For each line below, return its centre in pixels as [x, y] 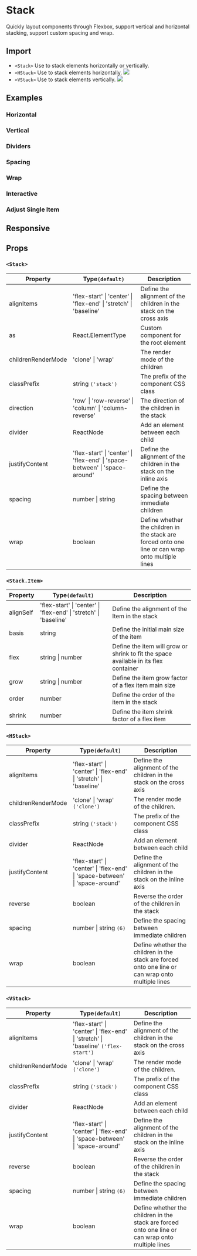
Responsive [28, 228]
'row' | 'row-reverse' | [103, 401]
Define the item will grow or [150, 646]
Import [18, 51]
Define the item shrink [142, 711]
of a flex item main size [144, 685]
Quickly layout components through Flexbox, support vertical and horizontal [98, 26]
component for [161, 335]
